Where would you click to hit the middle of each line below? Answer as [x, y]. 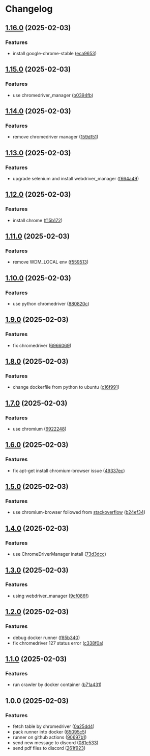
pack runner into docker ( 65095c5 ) [49, 731]
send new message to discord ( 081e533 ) [55, 742]
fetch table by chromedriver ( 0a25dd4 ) [54, 726]
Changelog [29, 9]
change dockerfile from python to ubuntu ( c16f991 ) [66, 387]
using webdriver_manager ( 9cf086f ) [51, 596]
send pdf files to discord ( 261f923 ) [49, 748]
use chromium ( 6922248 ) [40, 429]
